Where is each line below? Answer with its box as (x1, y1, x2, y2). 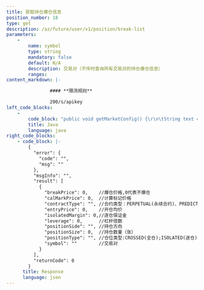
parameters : (6, 32, 36, 38)
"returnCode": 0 (33, 257, 75, 264)
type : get (6, 20, 32, 26)
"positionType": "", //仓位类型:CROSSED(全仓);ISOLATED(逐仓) (44, 235, 198, 241)
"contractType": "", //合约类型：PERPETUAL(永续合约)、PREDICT (44, 200, 199, 207)
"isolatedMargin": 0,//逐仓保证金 (44, 212, 127, 218)
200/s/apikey (49, 99, 83, 105)
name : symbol (28, 43, 61, 49)
